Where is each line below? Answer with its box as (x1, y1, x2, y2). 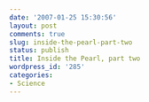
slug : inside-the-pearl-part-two (9, 37, 133, 47)
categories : (9, 71, 53, 80)
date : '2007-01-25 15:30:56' (9, 12, 117, 22)
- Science (9, 79, 46, 88)
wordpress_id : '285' (9, 63, 86, 72)
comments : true (9, 29, 66, 38)
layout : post (9, 21, 58, 30)
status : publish (9, 46, 69, 55)
